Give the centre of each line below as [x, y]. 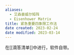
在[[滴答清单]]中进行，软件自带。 [38, 47]
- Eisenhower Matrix [30, 19]
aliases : [14, 10]
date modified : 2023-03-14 [33, 33]
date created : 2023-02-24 [31, 28]
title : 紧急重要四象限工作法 [31, 24]
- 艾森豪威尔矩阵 [25, 14]
